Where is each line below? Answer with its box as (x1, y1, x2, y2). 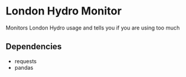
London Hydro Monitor (5, 4, 122, 18)
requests (14, 57, 37, 64)
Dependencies (5, 42, 62, 52)
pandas (14, 64, 34, 71)
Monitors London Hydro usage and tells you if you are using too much (5, 24, 180, 31)
